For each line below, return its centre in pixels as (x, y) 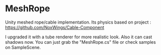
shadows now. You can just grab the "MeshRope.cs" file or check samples (80, 42)
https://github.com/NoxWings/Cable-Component (55, 27)
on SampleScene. (23, 47)
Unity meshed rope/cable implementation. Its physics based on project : (78, 22)
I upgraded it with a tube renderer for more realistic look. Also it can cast (79, 37)
